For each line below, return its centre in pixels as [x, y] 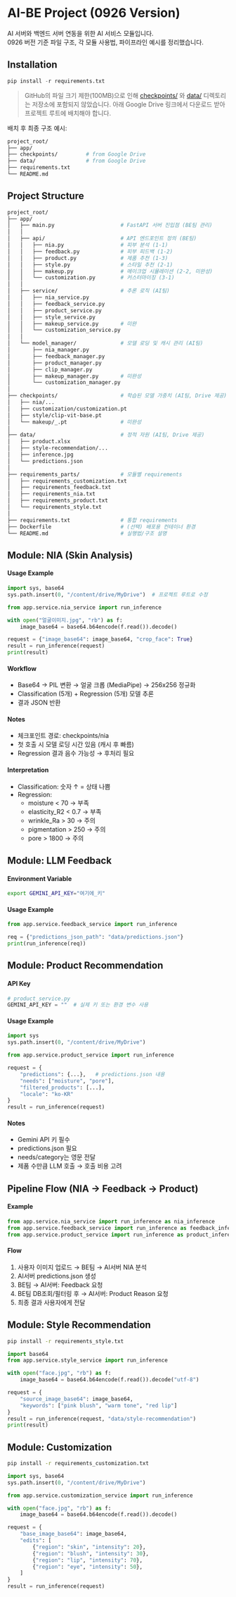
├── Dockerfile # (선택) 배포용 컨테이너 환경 [101, 526]
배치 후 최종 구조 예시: [37, 128]
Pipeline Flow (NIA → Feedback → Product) [103, 1189]
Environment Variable [40, 878]
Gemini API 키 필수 [44, 1140]
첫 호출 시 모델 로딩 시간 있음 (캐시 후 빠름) [76, 744]
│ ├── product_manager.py [54, 363]
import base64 [28, 1354]
